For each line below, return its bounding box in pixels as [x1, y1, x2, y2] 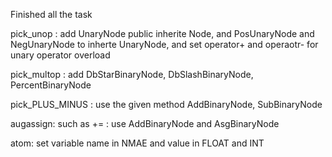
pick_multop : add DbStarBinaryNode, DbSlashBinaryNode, [10, 69, 254, 80]
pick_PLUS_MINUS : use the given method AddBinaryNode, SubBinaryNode [10, 99, 323, 110]
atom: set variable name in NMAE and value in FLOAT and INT [10, 137, 265, 149]
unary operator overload [10, 49, 111, 61]
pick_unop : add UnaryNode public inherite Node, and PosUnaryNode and [10, 28, 315, 39]
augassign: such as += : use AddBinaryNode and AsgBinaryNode [10, 118, 280, 129]
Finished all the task [10, 9, 93, 20]
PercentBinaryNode [10, 79, 92, 91]
